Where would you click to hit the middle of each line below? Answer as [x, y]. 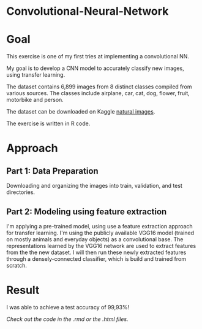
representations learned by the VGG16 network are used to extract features [101, 246]
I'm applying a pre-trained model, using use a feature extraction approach [99, 226]
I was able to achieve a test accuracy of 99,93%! [68, 307]
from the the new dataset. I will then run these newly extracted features [96, 252]
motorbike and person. [35, 100]
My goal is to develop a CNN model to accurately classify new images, [95, 68]
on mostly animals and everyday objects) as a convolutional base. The [95, 239]
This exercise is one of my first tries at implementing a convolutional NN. [98, 56]
